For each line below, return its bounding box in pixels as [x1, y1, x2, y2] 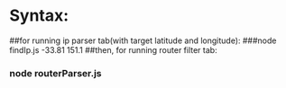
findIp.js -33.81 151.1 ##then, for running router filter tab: [9, 44, 218, 55]
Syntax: [9, 5, 69, 26]
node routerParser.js [9, 66, 102, 79]
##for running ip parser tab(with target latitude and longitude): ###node [9, 35, 277, 46]
